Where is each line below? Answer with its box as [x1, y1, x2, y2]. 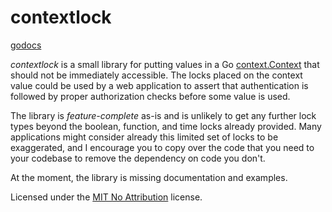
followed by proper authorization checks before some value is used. [10, 90, 291, 102]
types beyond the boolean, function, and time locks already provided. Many [10, 120, 322, 132]
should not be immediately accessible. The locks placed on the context [10, 69, 303, 81]
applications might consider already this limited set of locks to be [10, 131, 279, 143]
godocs [10, 39, 42, 51]
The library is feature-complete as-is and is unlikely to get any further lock [10, 109, 317, 121]
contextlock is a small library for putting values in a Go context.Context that [10, 58, 320, 70]
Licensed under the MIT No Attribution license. [10, 191, 203, 203]
